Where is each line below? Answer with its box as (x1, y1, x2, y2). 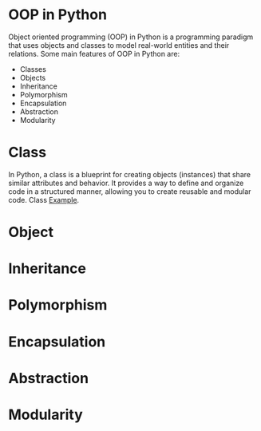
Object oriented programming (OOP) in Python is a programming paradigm (8, 32, 254, 42)
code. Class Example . (8, 195, 80, 204)
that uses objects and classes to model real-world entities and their (8, 40, 230, 49)
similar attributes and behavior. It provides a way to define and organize (8, 178, 244, 188)
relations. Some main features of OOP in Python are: (8, 49, 180, 58)
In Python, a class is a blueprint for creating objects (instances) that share (8, 169, 251, 179)
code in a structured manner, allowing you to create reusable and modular (8, 186, 251, 196)
